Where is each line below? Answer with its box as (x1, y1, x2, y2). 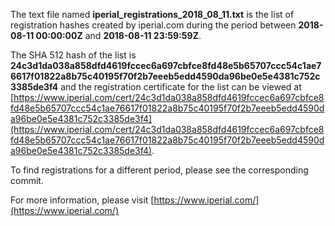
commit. (10, 175, 44, 186)
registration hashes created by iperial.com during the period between (10, 19, 297, 31)
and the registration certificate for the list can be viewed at (60, 81, 302, 93)
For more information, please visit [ (10, 194, 155, 206)
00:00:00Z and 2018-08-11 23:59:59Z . (35, 30, 202, 41)
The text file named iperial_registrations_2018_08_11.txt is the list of (10, 9, 295, 20)
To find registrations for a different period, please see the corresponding (10, 164, 309, 176)
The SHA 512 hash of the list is (10, 49, 137, 61)
